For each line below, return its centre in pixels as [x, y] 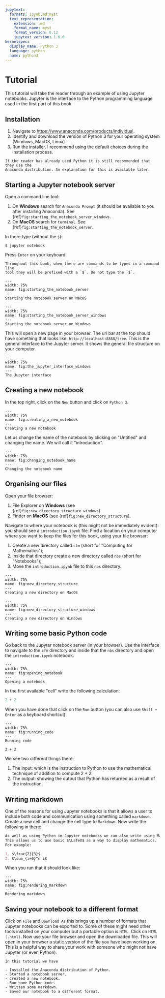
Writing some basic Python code [56, 633]
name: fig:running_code [29, 732]
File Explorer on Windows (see [43, 505]
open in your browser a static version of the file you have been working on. [81, 942]
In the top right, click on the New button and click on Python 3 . [67, 402]
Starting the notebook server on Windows [48, 324]
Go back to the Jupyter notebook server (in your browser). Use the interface [82, 645]
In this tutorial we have [31, 962]
